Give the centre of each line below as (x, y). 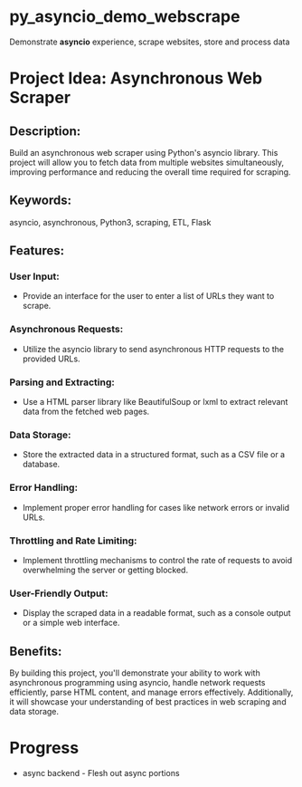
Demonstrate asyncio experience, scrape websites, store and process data (150, 42)
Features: (37, 251)
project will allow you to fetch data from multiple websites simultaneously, (147, 162)
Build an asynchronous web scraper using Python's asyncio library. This (144, 152)
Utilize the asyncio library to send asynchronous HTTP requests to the (153, 349)
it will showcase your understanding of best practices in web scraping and (148, 702)
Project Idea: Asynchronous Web (136, 78)
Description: (45, 131)
